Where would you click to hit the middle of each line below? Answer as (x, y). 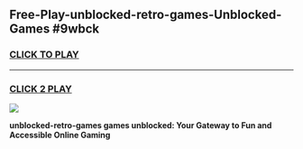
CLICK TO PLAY (44, 55)
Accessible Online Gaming (60, 135)
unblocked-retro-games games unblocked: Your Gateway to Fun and (141, 125)
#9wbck (76, 29)
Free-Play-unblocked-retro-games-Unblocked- (146, 15)
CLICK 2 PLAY (41, 88)
